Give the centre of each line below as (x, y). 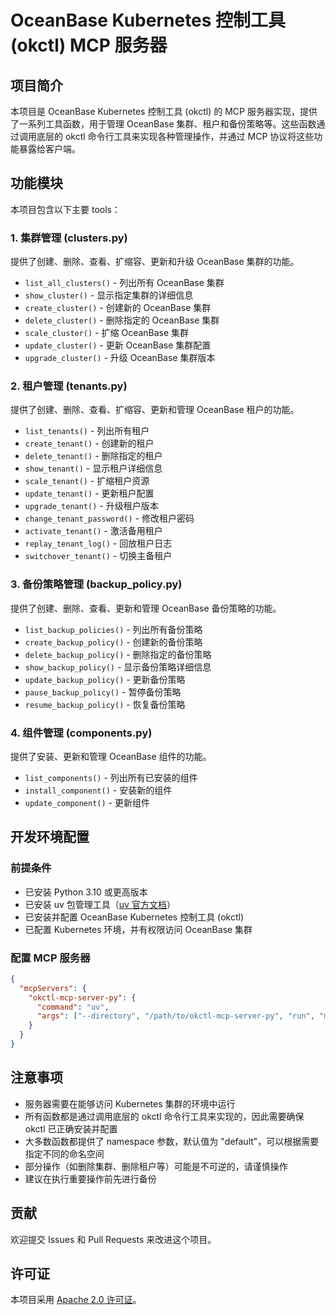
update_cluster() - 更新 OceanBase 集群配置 (118, 345)
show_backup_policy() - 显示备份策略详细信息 (118, 667)
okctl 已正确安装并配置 (71, 1128)
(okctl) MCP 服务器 (89, 45)
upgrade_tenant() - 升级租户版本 (91, 506)
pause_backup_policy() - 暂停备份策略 (103, 692)
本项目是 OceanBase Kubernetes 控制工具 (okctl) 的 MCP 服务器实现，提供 (164, 111)
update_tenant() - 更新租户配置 (89, 493)
